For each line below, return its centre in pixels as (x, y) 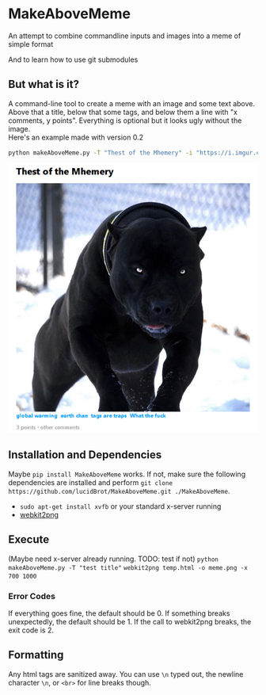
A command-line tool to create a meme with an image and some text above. (132, 103)
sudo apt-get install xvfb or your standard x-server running (120, 506)
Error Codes (32, 596)
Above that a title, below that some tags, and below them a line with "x (123, 112)
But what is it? (44, 84)
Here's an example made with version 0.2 (76, 137)
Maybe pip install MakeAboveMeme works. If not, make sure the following (127, 474)
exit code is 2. (31, 630)
